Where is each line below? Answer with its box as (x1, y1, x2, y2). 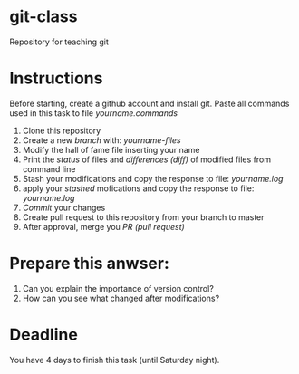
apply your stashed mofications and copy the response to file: (22, 183, 255, 194)
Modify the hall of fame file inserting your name (22, 144, 200, 155)
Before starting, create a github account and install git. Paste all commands (9, 98, 290, 109)
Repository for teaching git (9, 36, 109, 47)
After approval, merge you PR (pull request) (22, 221, 186, 232)
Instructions (9, 68, 103, 89)
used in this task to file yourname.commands (9, 107, 178, 119)
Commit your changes (22, 202, 106, 213)
